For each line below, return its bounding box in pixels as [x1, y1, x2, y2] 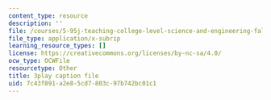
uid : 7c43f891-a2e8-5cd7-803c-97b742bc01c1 [8, 79, 157, 87]
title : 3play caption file [8, 72, 99, 80]
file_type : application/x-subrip [8, 34, 121, 43]
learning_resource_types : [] [8, 42, 106, 50]
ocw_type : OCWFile [8, 57, 70, 65]
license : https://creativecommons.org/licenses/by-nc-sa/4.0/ [8, 49, 222, 57]
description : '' [8, 19, 63, 27]
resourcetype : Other [8, 65, 78, 73]
